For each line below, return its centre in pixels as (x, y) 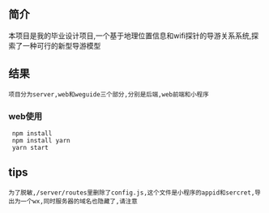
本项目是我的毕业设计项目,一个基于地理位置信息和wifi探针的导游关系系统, (130, 36)
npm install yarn (41, 140)
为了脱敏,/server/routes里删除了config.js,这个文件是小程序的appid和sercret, (132, 193)
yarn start (30, 147)
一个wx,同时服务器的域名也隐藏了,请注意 (79, 201)
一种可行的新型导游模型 (62, 45)
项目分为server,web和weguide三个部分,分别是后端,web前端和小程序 (109, 94)
